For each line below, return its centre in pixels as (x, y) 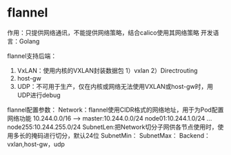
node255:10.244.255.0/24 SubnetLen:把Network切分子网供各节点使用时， (112, 127)
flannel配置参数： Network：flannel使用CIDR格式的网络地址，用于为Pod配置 (115, 110)
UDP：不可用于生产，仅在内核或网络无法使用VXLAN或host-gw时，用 (115, 86)
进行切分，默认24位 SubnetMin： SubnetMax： (110, 135)
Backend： (194, 135)
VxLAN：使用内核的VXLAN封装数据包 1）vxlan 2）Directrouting (107, 70)
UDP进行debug (39, 95)
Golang (29, 41)
